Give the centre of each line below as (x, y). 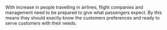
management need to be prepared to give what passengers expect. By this (83, 12)
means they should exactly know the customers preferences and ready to (82, 18)
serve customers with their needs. (41, 23)
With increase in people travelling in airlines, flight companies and (74, 7)
